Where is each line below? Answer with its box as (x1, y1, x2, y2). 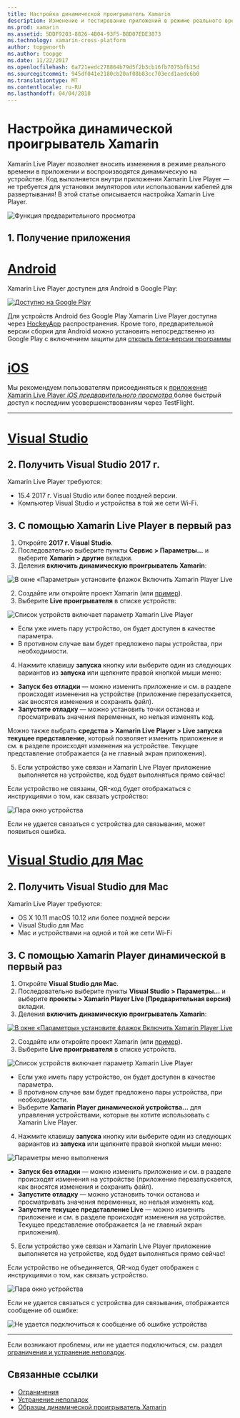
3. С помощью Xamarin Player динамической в (7, 949, 226, 961)
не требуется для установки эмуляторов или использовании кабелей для (7, 183, 233, 191)
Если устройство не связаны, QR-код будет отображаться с (7, 785, 191, 793)
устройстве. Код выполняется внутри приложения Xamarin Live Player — (7, 175, 230, 183)
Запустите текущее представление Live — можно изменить (17, 1205, 206, 1214)
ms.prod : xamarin (7, 24, 59, 31)
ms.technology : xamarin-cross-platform (7, 37, 126, 44)
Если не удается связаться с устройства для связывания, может (7, 820, 206, 828)
